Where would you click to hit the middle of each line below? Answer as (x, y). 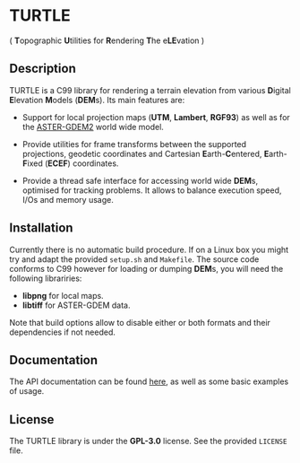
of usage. (27, 391)
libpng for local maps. (63, 295)
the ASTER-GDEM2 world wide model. (93, 127)
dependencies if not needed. (63, 332)
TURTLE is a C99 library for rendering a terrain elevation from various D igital (150, 90)
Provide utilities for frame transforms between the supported (134, 144)
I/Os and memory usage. (68, 199)
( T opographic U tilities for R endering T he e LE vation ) (107, 40)
